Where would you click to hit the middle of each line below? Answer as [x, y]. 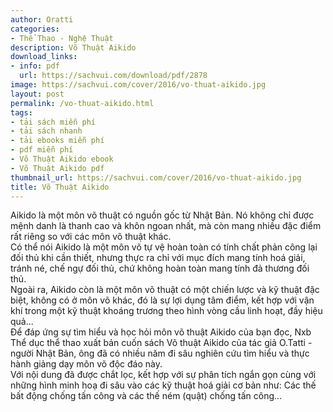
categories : [35, 29]
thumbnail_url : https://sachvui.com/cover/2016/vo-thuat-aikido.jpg [156, 177]
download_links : [44, 57]
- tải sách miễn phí [53, 122]
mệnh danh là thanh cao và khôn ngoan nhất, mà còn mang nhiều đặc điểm [166, 226]
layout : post [37, 94]
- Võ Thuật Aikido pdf [57, 168]
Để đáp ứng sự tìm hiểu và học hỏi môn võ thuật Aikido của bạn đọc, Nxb [161, 332]
